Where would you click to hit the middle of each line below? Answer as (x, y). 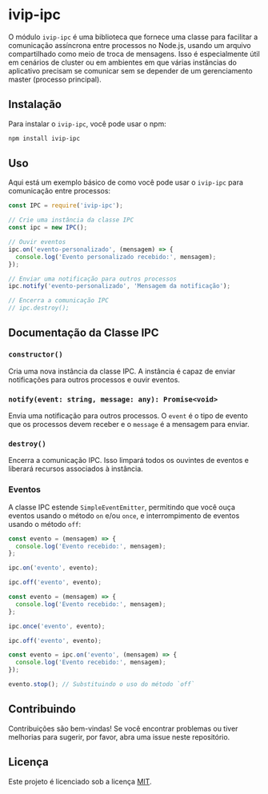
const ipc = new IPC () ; (48, 228)
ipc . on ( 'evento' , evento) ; (53, 568)
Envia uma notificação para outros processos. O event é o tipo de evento (128, 416)
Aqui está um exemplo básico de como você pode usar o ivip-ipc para (126, 182)
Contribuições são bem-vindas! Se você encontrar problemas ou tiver (123, 728)
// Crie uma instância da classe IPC (71, 220)
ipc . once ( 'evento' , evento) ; (57, 626)
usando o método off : (45, 524)
